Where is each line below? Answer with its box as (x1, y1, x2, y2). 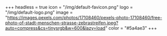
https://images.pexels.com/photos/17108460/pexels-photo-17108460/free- (7, 15, 162, 20)
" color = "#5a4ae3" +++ (105, 25, 157, 31)
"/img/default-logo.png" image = (5, 9, 73, 15)
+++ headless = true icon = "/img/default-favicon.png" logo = (5, 4, 133, 10)
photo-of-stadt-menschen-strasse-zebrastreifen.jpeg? (5, 20, 119, 26)
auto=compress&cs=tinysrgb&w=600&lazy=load (5, 25, 106, 31)
